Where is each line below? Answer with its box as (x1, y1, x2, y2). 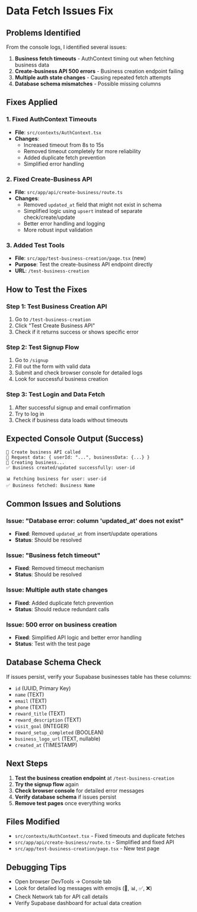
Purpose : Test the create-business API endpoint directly (14, 261, 153, 268)
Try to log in (14, 410, 45, 417)
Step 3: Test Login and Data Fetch (6, 390, 106, 399)
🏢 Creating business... (6, 460, 65, 466)
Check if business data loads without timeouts (14, 417, 128, 424)
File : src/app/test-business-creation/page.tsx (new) (14, 255, 147, 262)
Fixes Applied (6, 97, 58, 107)
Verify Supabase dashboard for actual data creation (14, 900, 142, 907)
